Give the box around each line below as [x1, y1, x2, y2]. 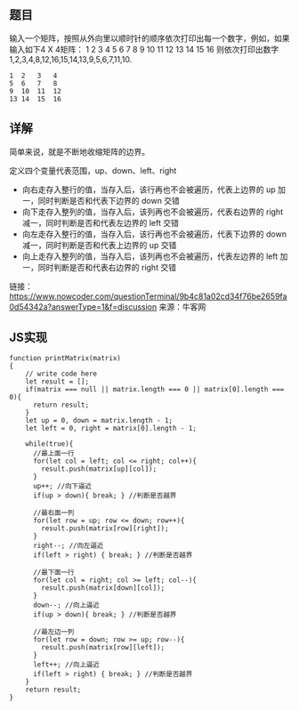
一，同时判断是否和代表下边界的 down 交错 [21, 195, 181, 206]
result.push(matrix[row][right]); [41, 524, 169, 533]
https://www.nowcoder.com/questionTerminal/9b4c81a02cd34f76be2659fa [9, 291, 287, 302]
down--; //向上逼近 [32, 601, 101, 610]
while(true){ [25, 440, 74, 448]
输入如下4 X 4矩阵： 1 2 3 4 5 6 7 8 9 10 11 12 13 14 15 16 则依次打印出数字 [9, 44, 279, 54]
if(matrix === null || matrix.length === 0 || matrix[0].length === [25, 385, 285, 394]
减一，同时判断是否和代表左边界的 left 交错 [21, 217, 180, 228]
